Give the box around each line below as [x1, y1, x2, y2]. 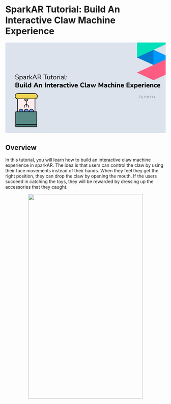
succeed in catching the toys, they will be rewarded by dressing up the [5, 178, 154, 185]
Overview [5, 143, 37, 152]
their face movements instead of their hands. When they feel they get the [5, 168, 159, 174]
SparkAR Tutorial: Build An [5, 4, 121, 15]
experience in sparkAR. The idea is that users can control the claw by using [5, 162, 164, 168]
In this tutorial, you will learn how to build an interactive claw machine [5, 157, 151, 163]
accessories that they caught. [5, 184, 68, 190]
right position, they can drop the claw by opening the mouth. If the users [5, 173, 157, 179]
